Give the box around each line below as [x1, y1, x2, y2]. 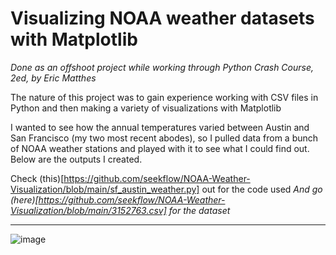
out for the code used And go [201, 183, 323, 195]
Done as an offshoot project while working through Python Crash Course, [10, 61, 315, 73]
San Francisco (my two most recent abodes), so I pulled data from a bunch [10, 132, 319, 144]
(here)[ [10, 193, 39, 206]
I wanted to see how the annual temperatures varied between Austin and [10, 121, 310, 133]
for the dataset [168, 204, 231, 216]
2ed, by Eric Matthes [10, 72, 97, 84]
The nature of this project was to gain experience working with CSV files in [10, 91, 319, 103]
